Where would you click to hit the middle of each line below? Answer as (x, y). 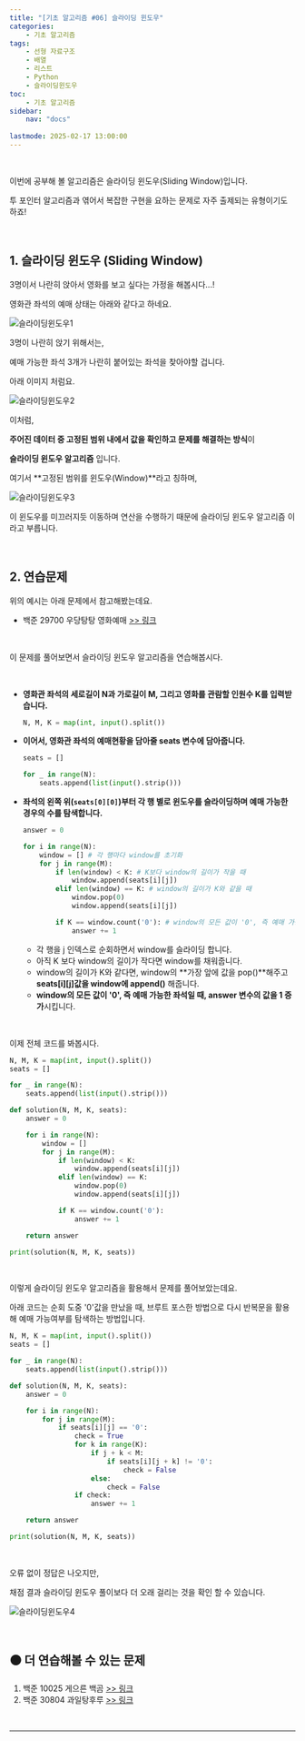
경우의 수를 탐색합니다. (62, 813)
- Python (42, 77)
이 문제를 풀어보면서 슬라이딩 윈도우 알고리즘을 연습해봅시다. (116, 657)
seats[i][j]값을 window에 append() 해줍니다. (118, 983)
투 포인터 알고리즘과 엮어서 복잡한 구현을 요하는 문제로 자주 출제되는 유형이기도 (149, 200)
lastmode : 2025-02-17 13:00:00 (69, 137)
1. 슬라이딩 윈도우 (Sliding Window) (107, 261)
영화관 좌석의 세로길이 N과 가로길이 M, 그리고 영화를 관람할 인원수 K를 (145, 693)
